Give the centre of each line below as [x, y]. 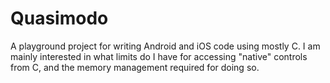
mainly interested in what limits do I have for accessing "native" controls [159, 56]
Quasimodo [59, 18]
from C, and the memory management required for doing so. [135, 67]
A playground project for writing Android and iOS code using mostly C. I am [165, 46]
